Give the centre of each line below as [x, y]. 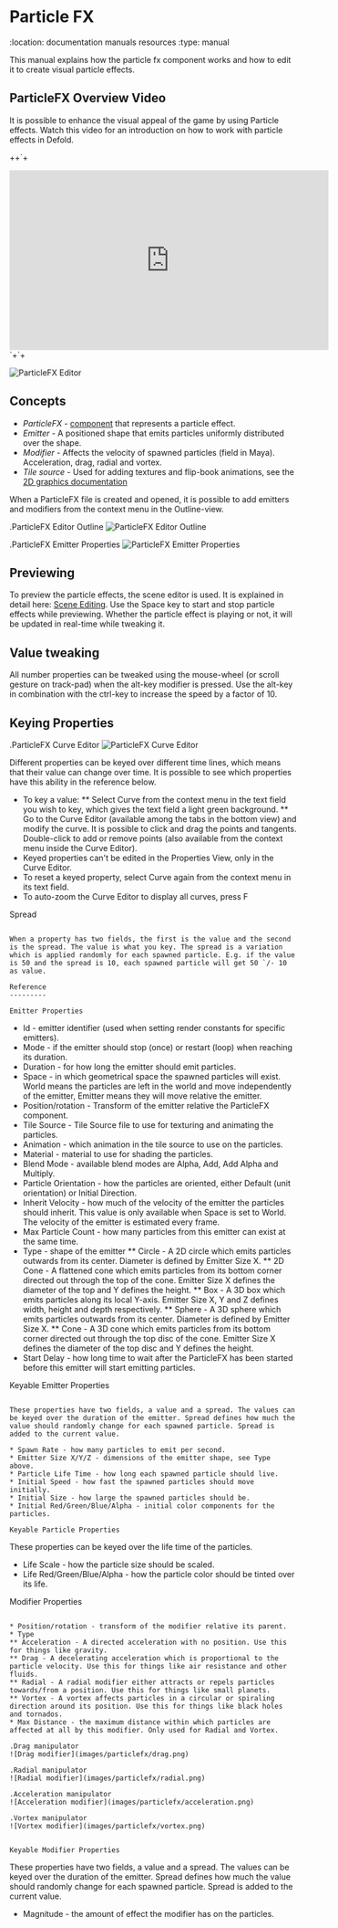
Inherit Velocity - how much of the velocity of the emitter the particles [154, 1202]
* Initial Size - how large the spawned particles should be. [130, 1498]
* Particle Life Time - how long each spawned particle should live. [144, 1474]
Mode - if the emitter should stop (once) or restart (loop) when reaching [158, 1047]
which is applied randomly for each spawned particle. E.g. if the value [153, 955]
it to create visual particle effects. [72, 69]
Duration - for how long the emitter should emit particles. [129, 1067]
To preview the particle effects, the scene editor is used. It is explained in [147, 595]
